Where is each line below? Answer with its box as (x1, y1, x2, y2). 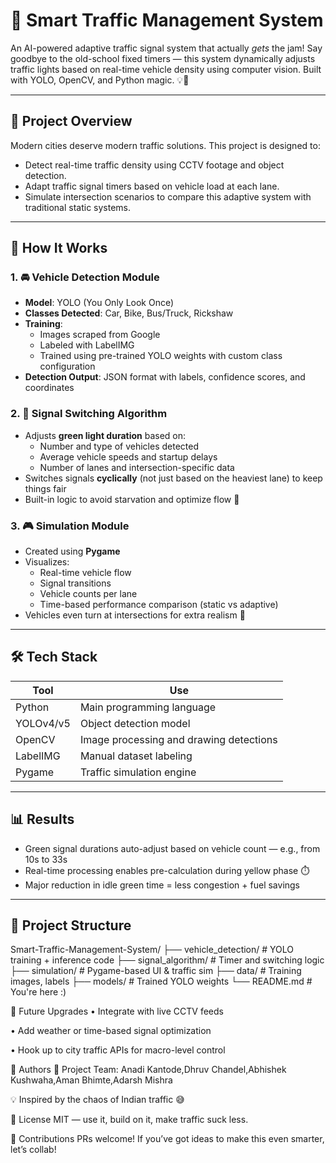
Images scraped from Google (39, 329, 161, 341)
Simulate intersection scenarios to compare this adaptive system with (24, 190, 312, 203)
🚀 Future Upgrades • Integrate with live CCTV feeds (10, 1005, 224, 1018)
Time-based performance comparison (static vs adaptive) (39, 599, 279, 611)
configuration (39, 360, 96, 373)
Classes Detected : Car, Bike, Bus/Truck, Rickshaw (24, 307, 234, 319)
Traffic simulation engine (79, 765, 197, 779)
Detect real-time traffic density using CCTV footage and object (24, 159, 285, 171)
